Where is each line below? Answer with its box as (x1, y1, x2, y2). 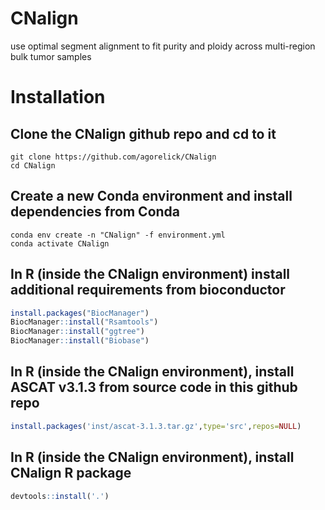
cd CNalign (10, 160, 56, 171)
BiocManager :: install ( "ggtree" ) (10, 327, 145, 337)
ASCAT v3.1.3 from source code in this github (10, 379, 298, 396)
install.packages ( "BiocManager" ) (10, 308, 150, 318)
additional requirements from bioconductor (10, 282, 286, 299)
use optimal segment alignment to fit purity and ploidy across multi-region (10, 40, 316, 52)
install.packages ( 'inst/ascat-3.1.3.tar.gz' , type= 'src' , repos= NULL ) (10, 421, 302, 431)
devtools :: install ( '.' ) (10, 491, 110, 501)
